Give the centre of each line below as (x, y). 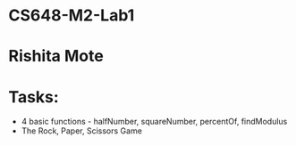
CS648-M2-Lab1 (72, 16)
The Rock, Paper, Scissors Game (81, 131)
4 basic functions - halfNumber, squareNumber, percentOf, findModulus (154, 122)
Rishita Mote (56, 56)
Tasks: (34, 97)
